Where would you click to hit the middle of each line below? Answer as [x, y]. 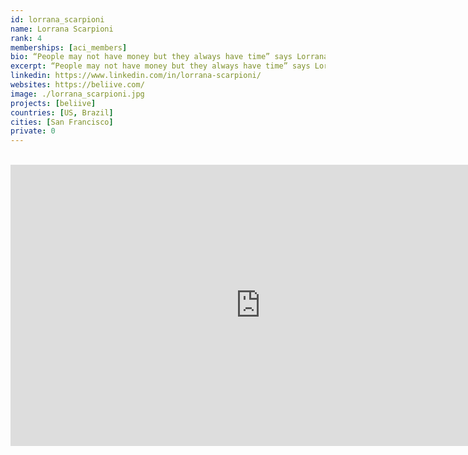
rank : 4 [26, 38]
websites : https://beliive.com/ [77, 85]
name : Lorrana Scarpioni [62, 29]
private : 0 [33, 131]
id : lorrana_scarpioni [57, 19]
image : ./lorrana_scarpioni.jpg [77, 94]
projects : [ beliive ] [53, 103]
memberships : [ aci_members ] [69, 47]
